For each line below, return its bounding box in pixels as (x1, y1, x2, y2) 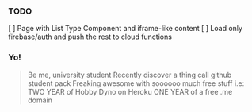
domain (27, 95, 53, 105)
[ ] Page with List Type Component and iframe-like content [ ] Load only (8, 24, 243, 33)
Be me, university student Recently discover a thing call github (27, 70, 232, 79)
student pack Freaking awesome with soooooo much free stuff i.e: (27, 78, 245, 88)
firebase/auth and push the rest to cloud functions (8, 32, 173, 41)
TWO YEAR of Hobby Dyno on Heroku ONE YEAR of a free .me (27, 87, 233, 96)
